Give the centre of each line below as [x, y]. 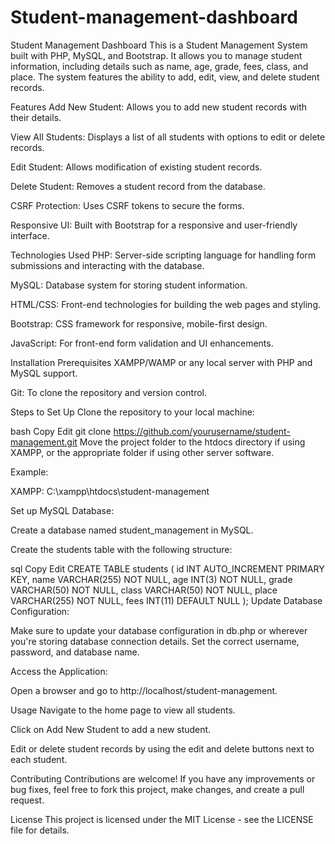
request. [27, 800]
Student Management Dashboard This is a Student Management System [159, 45]
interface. [30, 235]
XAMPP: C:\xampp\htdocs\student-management [110, 491]
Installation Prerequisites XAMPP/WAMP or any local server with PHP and [161, 362]
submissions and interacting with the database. [107, 265]
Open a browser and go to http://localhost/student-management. [144, 690]
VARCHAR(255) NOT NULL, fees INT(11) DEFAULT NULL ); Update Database [166, 600]
